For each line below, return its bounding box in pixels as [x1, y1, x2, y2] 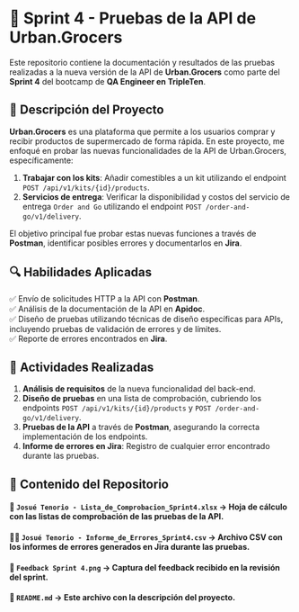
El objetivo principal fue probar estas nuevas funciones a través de [9, 228, 257, 238]
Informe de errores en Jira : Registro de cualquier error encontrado [22, 441, 271, 452]
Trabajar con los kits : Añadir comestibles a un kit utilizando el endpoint [22, 172, 287, 183]
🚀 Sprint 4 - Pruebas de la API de [9, 8, 257, 29]
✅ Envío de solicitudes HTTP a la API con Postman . [9, 292, 200, 304]
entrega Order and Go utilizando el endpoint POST [22, 201, 202, 211]
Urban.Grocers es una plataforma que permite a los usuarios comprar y [9, 126, 276, 137]
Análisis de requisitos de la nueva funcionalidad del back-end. [22, 383, 256, 394]
